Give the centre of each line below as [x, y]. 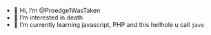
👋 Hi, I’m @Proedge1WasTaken [57, 10]
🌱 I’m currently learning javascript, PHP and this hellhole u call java [109, 25]
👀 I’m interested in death [48, 17]
